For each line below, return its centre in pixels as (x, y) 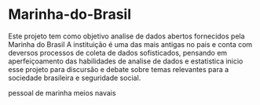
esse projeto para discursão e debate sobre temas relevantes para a (119, 69)
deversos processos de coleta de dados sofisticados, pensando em (118, 52)
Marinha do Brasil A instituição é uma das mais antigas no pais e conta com (130, 44)
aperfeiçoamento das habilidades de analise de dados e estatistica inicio (126, 61)
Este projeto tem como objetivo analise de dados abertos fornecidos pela (126, 36)
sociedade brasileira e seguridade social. (75, 78)
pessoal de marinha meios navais (62, 92)
